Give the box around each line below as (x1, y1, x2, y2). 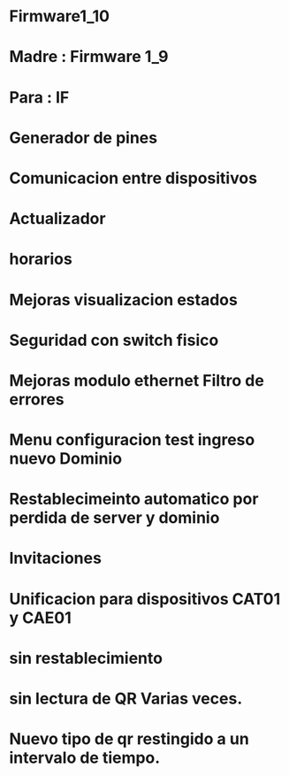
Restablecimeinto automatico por (9, 489, 259, 510)
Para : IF (9, 87, 70, 107)
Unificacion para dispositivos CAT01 (9, 588, 281, 609)
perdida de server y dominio (9, 508, 220, 528)
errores (9, 389, 65, 409)
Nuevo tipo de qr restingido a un (9, 729, 249, 749)
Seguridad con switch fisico (9, 330, 219, 350)
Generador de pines (9, 127, 157, 148)
